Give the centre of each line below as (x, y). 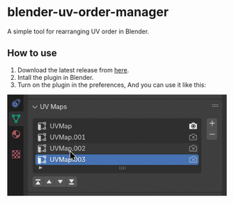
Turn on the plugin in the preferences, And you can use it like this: (112, 85)
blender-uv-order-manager (88, 12)
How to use (32, 53)
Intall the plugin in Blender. (55, 77)
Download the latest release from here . (73, 70)
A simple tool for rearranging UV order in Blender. (78, 31)
